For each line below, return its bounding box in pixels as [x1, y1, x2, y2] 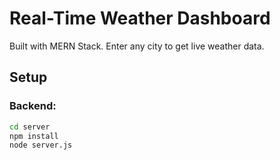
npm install [9, 131, 59, 141]
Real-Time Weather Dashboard [9, 7, 271, 30]
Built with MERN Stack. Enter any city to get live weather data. [9, 40, 265, 52]
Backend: [9, 99, 57, 113]
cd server [9, 122, 51, 132]
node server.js [9, 140, 73, 151]
